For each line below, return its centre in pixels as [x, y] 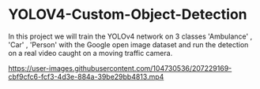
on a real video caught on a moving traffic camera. [90, 53]
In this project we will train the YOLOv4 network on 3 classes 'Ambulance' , [130, 36]
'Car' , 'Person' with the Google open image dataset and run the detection [128, 44]
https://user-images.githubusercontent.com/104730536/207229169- [120, 68]
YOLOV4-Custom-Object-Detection [128, 15]
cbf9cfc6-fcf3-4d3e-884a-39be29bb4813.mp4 [86, 76]
